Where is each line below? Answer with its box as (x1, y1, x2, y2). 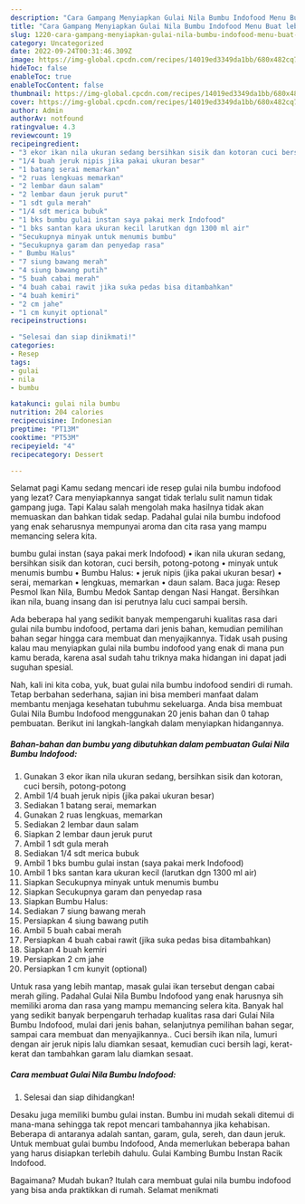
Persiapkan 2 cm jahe (23, 954, 105, 965)
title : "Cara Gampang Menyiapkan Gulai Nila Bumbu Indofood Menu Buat (10, 22, 282, 31)
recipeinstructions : (10, 316, 89, 326)
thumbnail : (10, 89, 52, 98)
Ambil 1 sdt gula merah (23, 838, 110, 849)
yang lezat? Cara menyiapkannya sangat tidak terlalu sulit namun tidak (10, 492, 273, 503)
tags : (10, 358, 31, 367)
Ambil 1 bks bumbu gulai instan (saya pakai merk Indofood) (23, 857, 244, 869)
